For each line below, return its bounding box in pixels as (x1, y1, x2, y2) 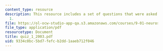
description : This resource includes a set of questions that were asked (5, 12, 158, 17)
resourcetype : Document (5, 30, 53, 34)
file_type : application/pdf (5, 25, 62, 30)
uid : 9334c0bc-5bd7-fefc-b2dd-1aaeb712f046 (5, 39, 95, 44)
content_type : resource (5, 7, 53, 12)
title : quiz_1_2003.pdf (5, 34, 53, 39)
